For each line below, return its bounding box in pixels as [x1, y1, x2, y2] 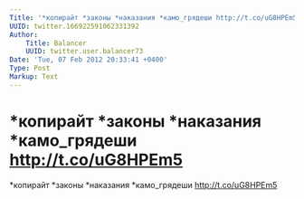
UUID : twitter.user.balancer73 [25, 47, 144, 56]
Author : [9, 30, 39, 39]
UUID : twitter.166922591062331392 [9, 22, 140, 31]
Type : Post [9, 64, 51, 73]
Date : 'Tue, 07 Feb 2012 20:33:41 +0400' [9, 55, 168, 64]
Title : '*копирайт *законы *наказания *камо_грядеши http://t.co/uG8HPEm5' [9, 13, 301, 23]
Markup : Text [9, 72, 59, 81]
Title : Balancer [25, 38, 88, 48]
